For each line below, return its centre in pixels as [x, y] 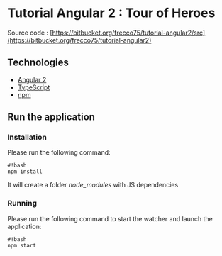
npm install [25, 172]
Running [22, 204]
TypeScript [34, 87]
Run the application [51, 117]
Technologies [38, 63]
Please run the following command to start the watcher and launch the [110, 218]
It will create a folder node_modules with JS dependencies [93, 185]
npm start [22, 245]
